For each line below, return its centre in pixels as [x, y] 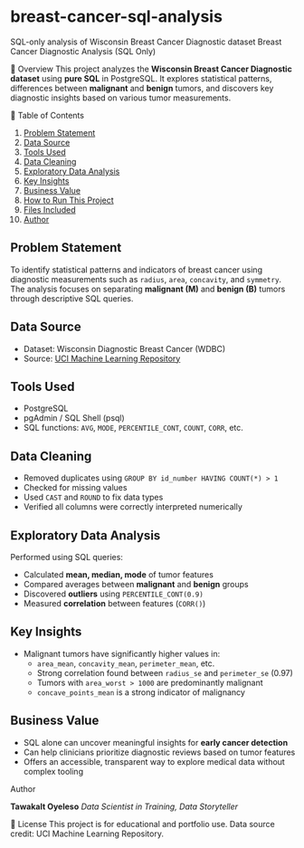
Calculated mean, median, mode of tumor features [118, 575]
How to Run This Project [68, 200]
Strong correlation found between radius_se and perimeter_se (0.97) [165, 672]
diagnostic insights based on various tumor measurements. [121, 98]
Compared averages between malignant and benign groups [136, 584]
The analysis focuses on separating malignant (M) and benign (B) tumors [148, 289]
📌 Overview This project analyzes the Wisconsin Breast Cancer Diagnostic [151, 69]
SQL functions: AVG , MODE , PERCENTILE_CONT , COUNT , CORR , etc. [133, 428]
